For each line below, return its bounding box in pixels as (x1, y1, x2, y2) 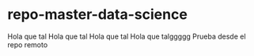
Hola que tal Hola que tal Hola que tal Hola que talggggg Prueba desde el (7, 32, 246, 41)
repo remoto (7, 39, 48, 49)
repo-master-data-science (7, 6, 188, 24)
